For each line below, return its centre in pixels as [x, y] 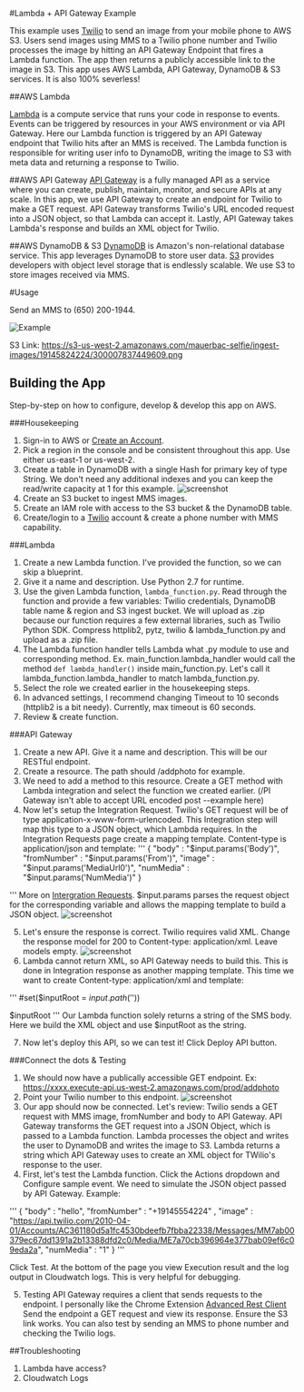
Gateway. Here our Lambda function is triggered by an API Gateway [136, 133]
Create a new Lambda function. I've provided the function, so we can [152, 562]
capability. [42, 527]
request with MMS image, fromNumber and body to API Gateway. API [152, 1116]
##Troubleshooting [45, 1350]
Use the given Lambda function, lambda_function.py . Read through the [155, 591]
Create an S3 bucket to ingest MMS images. [105, 498]
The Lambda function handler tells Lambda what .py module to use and [156, 649]
